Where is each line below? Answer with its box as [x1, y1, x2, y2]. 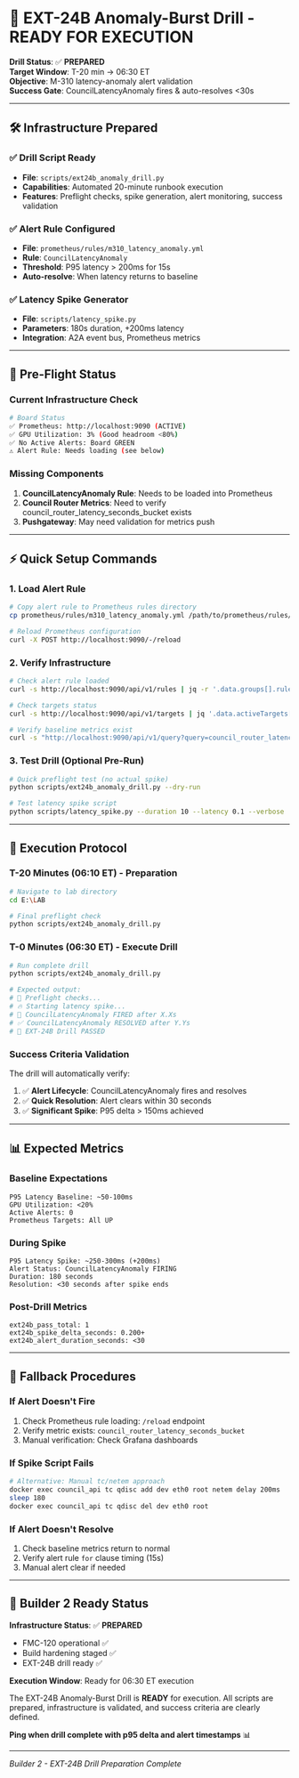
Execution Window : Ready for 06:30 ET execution [9, 1675, 194, 1685]
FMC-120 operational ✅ [21, 1637, 109, 1648]
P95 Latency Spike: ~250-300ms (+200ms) [9, 1257, 162, 1265]
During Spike [9, 1236, 67, 1249]
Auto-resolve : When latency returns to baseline [21, 271, 198, 281]
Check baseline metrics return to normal [21, 1543, 171, 1554]
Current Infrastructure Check [9, 393, 139, 406]
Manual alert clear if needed [21, 1562, 126, 1572]
